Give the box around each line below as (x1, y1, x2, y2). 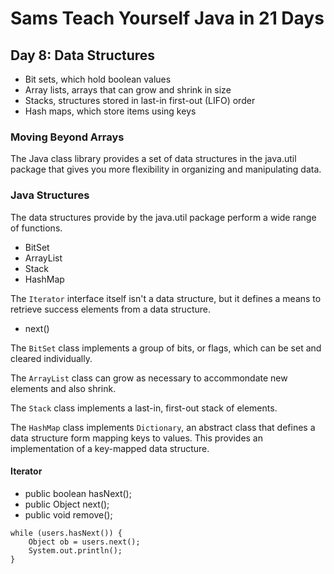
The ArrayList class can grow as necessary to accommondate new (10, 372, 288, 384)
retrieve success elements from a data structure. (10, 303, 211, 315)
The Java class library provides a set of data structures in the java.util (10, 153, 297, 165)
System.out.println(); (28, 545, 123, 556)
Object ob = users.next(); (28, 537, 141, 547)
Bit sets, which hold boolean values (24, 73, 172, 85)
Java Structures (10, 188, 90, 202)
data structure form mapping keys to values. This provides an (10, 432, 264, 444)
